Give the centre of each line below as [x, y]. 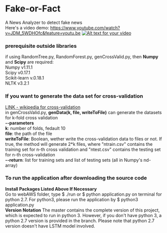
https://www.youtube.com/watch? [85, 27]
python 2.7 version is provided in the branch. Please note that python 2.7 [80, 221]
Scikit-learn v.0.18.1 [25, 78]
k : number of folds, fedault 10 [35, 128]
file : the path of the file [29, 133]
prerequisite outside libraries [41, 46]
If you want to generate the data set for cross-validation [74, 96]
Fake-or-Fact [33, 9]
